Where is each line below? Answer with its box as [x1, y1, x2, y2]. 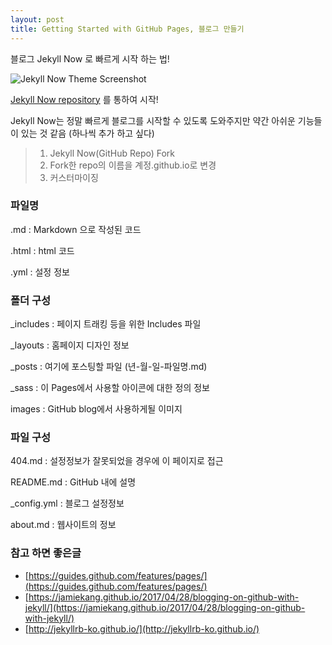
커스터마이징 [49, 171, 99, 183]
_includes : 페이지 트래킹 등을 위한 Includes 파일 [10, 318, 202, 330]
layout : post [10, 14, 65, 25]
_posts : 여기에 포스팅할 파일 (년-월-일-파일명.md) [10, 361, 208, 373]
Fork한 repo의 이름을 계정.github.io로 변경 [49, 159, 217, 171]
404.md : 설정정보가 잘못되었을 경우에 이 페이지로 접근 [10, 455, 224, 467]
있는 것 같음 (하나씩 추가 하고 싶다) [20, 127, 155, 139]
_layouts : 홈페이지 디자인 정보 [10, 339, 130, 351]
